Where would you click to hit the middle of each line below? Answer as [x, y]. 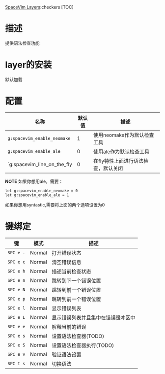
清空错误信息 [67, 262]
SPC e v [16, 354]
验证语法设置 [67, 354]
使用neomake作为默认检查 [124, 135]
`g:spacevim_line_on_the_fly [40, 164]
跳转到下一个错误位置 [77, 280]
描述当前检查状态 [72, 272]
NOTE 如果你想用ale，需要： [34, 181]
